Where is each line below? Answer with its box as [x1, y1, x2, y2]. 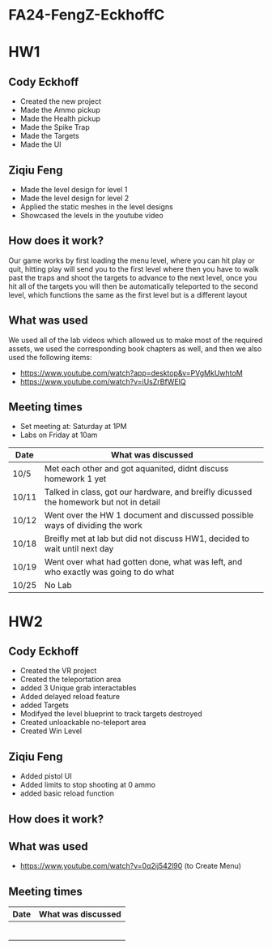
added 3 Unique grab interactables [19, 683, 137, 693]
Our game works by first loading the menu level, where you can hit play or [8, 255, 255, 265]
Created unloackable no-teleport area [19, 718, 147, 728]
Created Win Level [19, 726, 83, 736]
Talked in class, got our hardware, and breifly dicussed [44, 487, 253, 498]
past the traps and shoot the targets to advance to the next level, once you [8, 273, 257, 282]
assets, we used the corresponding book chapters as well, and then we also [8, 343, 262, 354]
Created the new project [19, 97, 102, 106]
